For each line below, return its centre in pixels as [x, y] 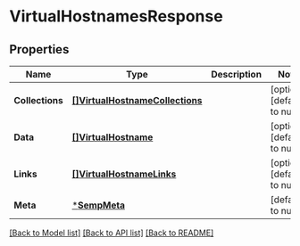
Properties [39, 49]
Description [236, 74]
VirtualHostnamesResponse [116, 16]
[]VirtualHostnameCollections [137, 100]
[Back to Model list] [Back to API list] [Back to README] [112, 233]
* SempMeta [98, 205]
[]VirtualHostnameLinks [124, 174]
